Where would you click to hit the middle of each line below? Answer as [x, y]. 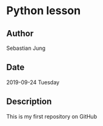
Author [20, 33]
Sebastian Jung [26, 48]
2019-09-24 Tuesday [33, 82]
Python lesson [44, 11]
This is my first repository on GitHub [52, 116]
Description [29, 102]
